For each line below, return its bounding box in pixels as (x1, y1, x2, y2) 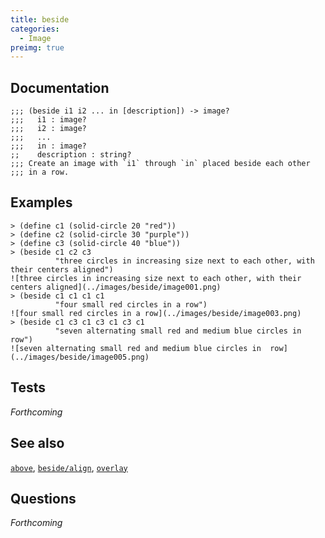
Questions (10, 490, 77, 507)
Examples (10, 194, 73, 211)
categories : (10, 24, 60, 34)
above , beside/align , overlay (10, 461, 128, 473)
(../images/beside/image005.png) (10, 352, 150, 362)
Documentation (10, 79, 110, 96)
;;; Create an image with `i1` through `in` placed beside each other (10, 159, 311, 169)
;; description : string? (10, 150, 132, 160)
